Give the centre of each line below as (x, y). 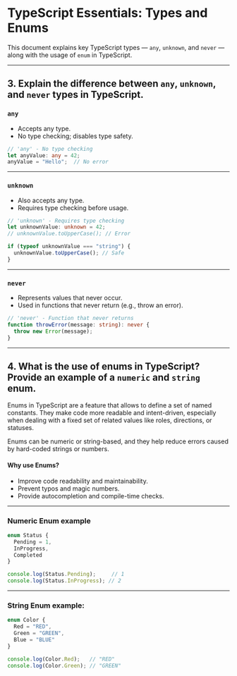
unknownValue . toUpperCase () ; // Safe (69, 253)
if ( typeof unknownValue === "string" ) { (69, 247)
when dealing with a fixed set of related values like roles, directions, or (110, 420)
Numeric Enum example (49, 521)
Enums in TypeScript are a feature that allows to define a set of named (110, 405)
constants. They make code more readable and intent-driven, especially (112, 413)
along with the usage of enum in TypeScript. (70, 55)
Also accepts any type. (51, 200)
